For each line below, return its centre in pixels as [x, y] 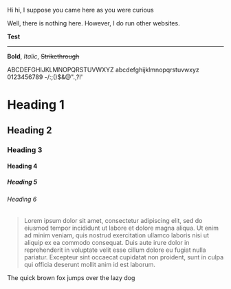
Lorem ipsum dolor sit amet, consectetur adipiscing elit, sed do [113, 220]
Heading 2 [30, 130]
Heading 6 [22, 200]
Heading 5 [22, 182]
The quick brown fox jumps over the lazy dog [71, 277]
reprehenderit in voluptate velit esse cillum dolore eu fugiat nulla [115, 250]
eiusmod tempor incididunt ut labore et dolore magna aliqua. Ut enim [121, 228]
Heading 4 [22, 166]
